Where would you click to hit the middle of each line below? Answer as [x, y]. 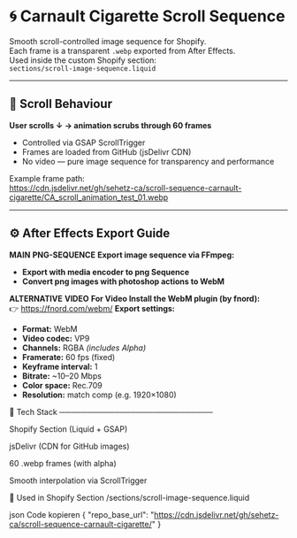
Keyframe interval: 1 [60, 366]
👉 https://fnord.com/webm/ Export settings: [92, 308]
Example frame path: [47, 178]
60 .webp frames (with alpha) [63, 463]
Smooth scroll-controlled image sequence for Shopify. [108, 41]
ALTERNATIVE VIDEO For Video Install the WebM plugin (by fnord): [135, 298]
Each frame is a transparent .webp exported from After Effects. [122, 50]
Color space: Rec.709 [62, 385]
